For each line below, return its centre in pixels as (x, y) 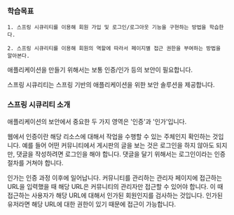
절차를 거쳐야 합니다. (35, 162)
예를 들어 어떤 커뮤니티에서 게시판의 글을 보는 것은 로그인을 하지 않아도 (118, 145)
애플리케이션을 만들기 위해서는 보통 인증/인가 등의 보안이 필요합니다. (100, 70)
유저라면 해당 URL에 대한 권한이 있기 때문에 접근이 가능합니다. (92, 204)
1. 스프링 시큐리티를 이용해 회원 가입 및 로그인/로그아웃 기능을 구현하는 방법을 (107, 27)
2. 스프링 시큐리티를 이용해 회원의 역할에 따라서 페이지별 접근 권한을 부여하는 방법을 (114, 48)
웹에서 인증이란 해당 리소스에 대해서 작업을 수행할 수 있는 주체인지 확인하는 (109, 136)
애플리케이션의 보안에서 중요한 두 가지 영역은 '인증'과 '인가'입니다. (97, 122)
